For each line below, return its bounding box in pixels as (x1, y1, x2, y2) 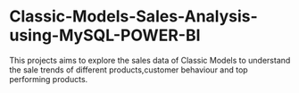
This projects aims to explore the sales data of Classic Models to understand (9, 55, 291, 65)
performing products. (9, 73, 88, 84)
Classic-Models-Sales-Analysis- (9, 6, 259, 27)
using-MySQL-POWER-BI (9, 25, 201, 46)
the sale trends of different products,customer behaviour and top (9, 64, 248, 75)
